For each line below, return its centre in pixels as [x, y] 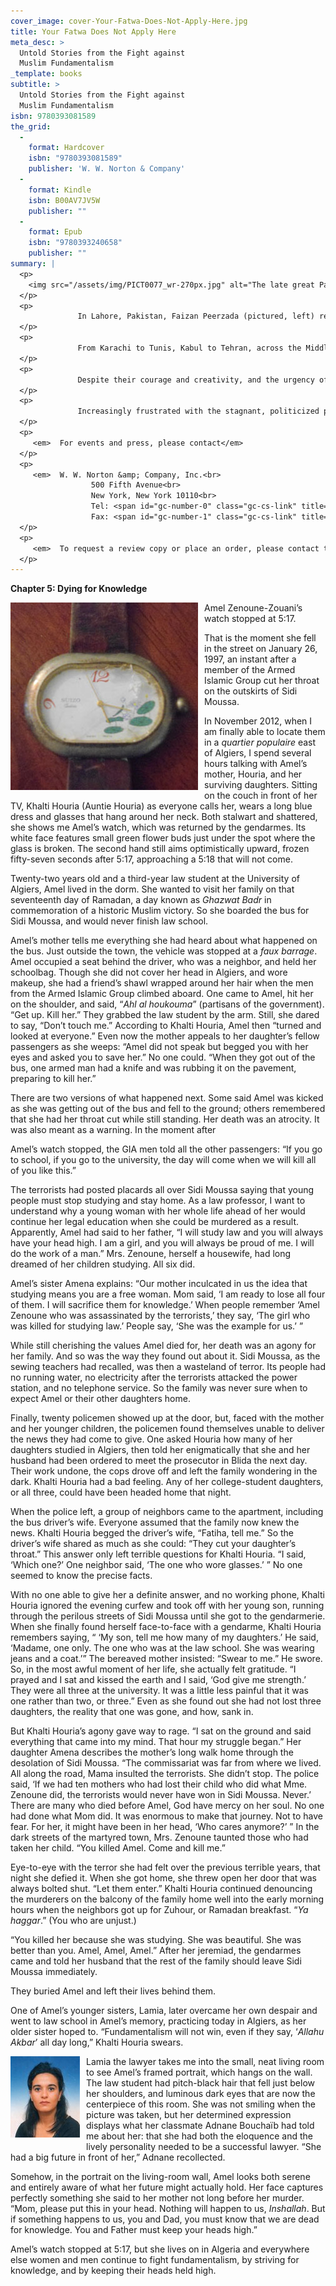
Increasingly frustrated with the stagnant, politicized [198, 411]
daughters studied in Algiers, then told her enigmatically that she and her [160, 1450]
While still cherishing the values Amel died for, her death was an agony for [163, 1346]
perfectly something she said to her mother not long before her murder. [157, 2198]
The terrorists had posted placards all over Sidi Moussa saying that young [162, 1190]
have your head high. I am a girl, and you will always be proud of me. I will [162, 1243]
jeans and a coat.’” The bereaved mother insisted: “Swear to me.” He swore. [166, 1659]
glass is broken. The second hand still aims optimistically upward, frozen [160, 849]
